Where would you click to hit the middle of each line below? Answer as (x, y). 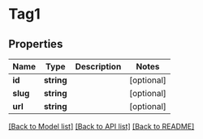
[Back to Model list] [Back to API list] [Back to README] (101, 126)
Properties (36, 44)
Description (98, 67)
